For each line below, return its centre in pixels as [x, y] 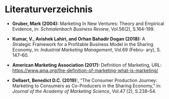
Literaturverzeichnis [49, 9]
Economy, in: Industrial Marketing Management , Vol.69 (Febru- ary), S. [87, 49]
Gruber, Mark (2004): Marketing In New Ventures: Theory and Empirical [88, 23]
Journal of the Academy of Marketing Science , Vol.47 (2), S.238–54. [84, 91]
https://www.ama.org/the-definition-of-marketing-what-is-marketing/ [85, 70]
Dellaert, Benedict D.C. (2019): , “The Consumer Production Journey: [84, 80]
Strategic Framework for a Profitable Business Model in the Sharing [83, 44]
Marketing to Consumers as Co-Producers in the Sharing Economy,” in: [87, 86]
